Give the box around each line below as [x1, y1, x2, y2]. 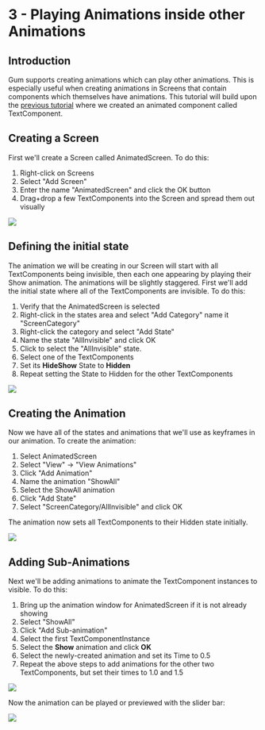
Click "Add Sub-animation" [19, 625, 108, 636]
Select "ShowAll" [19, 617, 75, 627]
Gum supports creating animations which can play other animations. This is [8, 75, 255, 84]
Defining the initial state [8, 240, 129, 253]
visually [19, 202, 45, 211]
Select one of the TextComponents [19, 352, 134, 362]
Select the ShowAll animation [19, 486, 115, 495]
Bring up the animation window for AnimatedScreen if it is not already [19, 601, 248, 610]
